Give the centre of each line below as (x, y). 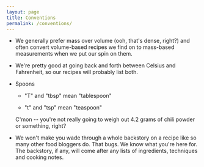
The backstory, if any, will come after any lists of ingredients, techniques (106, 151)
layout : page (23, 12)
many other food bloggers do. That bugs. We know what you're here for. (106, 144)
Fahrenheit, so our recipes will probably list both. (77, 72)
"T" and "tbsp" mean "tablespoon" (68, 96)
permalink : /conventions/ (39, 23)
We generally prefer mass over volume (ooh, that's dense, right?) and (103, 41)
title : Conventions (31, 18)
